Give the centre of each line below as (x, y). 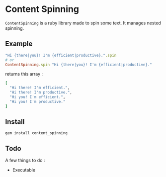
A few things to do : (25, 161)
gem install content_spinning (37, 133)
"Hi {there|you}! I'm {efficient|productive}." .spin (61, 55)
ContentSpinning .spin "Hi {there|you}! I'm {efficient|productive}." (79, 65)
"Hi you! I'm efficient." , (38, 97)
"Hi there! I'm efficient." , (40, 88)
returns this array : (24, 74)
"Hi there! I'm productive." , (41, 92)
